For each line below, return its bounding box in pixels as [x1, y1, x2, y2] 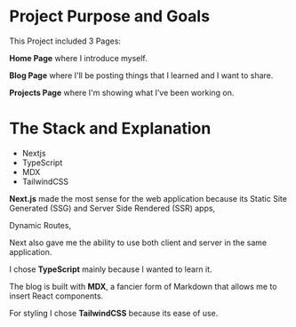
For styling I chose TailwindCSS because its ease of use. [9, 307, 219, 318]
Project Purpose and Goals [9, 6, 211, 27]
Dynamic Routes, [9, 219, 72, 230]
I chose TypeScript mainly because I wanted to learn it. [9, 264, 212, 275]
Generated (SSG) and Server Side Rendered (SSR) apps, [9, 203, 216, 213]
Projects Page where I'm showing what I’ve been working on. [9, 87, 235, 98]
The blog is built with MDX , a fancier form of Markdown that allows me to [9, 281, 277, 291]
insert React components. [9, 291, 104, 301]
